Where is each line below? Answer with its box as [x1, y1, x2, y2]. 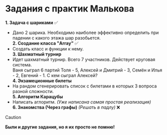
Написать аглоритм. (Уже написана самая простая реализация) [12, 98, 151, 105]
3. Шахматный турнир [12, 51, 61, 57]
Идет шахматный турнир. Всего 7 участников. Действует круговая [12, 56, 156, 62]
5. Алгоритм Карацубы [12, 93, 63, 99]
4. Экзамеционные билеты [12, 77, 72, 83]
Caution [5, 114, 21, 120]
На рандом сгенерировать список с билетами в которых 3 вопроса [12, 83, 157, 89]
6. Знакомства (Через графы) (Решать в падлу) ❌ [12, 104, 121, 110]
